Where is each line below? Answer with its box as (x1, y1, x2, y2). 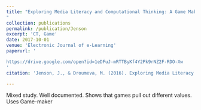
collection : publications (6, 20, 71, 26)
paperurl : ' (6, 48, 36, 54)
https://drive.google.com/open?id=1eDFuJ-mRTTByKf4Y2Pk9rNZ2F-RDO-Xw (6, 58, 184, 65)
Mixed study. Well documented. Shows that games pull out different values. (6, 91, 193, 99)
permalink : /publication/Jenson (6, 25, 87, 32)
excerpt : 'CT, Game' (6, 31, 58, 37)
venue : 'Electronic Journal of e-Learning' (6, 43, 117, 49)
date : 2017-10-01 (6, 37, 50, 43)
